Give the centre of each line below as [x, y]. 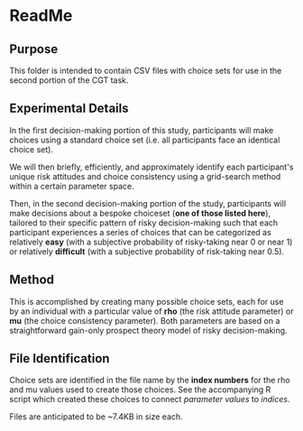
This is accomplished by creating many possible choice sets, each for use [147, 301]
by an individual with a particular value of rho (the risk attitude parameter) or [151, 311]
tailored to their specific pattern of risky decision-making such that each [144, 223]
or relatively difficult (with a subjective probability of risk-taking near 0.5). [147, 251]
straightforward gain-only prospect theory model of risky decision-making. [148, 330]
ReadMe [41, 16]
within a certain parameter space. [72, 186]
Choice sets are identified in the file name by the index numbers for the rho [150, 381]
